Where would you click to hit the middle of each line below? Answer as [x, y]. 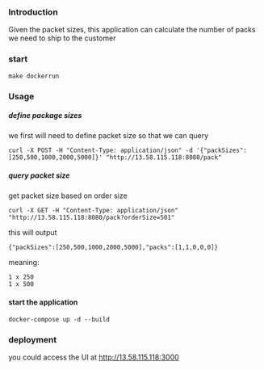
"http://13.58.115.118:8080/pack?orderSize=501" [92, 218]
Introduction [33, 12]
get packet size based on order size [68, 196]
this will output [33, 233]
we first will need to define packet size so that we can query [109, 136]
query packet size [39, 175]
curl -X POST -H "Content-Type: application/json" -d [101, 151]
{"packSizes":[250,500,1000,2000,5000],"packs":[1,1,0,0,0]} [113, 248]
